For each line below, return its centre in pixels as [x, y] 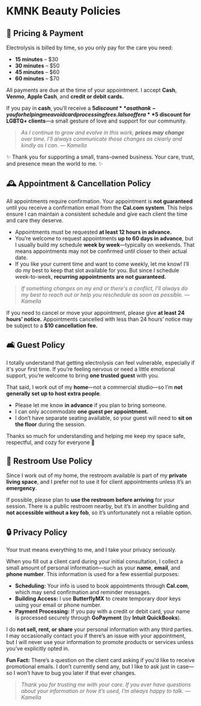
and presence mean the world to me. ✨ [55, 164]
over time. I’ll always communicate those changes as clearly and [101, 139]
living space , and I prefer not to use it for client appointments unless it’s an [99, 482]
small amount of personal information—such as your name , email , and [93, 568]
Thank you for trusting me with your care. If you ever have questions [106, 685]
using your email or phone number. [58, 605]
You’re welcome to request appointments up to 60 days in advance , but [104, 238]
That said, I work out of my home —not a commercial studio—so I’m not [94, 387]
